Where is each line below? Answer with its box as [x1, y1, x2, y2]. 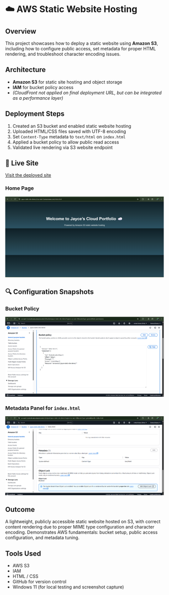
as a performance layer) [12, 95, 64, 101]
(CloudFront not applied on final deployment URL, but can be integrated [12, 90, 162, 96]
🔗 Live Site [5, 159, 39, 168]
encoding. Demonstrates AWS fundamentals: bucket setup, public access [5, 529, 158, 536]
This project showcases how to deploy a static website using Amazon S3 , [5, 40, 158, 46]
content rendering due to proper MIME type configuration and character [5, 524, 154, 530]
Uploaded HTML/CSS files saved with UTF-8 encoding [12, 128, 126, 134]
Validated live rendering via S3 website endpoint [12, 144, 113, 151]
